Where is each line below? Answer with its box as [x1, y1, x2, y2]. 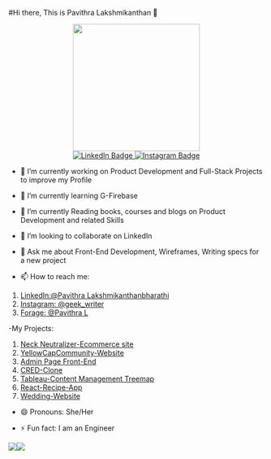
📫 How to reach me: [19, 272, 90, 281]
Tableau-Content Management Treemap [19, 374, 155, 383]
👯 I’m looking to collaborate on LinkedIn [19, 231, 153, 240]
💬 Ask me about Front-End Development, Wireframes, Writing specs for [19, 247, 260, 256]
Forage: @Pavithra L [19, 308, 88, 317]
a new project [19, 256, 67, 264]
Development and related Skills [19, 216, 124, 225]
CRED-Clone [19, 365, 63, 374]
